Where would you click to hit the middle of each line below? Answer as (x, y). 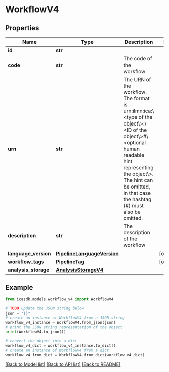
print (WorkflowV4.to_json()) (36, 332)
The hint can (138, 180)
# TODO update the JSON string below (45, 308)
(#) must (134, 205)
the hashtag (138, 199)
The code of (138, 59)
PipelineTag (70, 262)
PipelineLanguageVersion (88, 253)
